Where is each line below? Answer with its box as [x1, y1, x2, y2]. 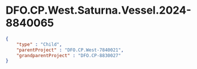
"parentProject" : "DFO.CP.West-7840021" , [16, 47, 124, 53]
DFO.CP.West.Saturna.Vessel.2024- [5, 4, 192, 17]
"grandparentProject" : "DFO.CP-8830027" [16, 52, 121, 58]
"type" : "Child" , [16, 41, 62, 48]
